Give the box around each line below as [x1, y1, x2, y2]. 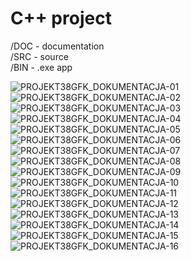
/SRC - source [10, 50, 69, 62]
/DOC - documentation [10, 40, 105, 52]
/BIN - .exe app [10, 61, 73, 73]
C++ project [10, 7, 112, 30]
